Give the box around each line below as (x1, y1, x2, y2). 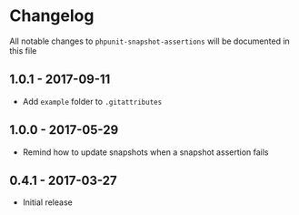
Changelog (9, 5, 95, 26)
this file (9, 45, 37, 56)
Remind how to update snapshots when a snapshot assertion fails (22, 147, 269, 158)
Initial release (22, 197, 73, 208)
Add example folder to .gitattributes (22, 96, 163, 107)
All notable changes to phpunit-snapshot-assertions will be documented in (9, 36, 291, 46)
